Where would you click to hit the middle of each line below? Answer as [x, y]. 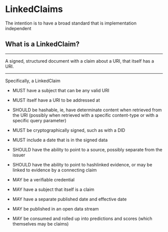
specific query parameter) [39, 120]
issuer [19, 155]
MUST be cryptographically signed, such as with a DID [69, 130]
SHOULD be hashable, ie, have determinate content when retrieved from [87, 110]
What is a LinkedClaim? [42, 44]
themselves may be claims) [40, 223]
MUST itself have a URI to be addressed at [56, 100]
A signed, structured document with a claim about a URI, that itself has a [79, 61]
